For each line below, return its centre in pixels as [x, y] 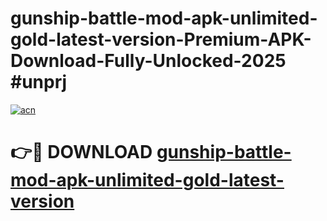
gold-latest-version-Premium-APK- [161, 39]
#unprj [39, 82]
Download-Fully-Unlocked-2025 [148, 61]
